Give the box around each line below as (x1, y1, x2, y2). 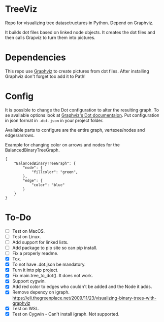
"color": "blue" (31, 182, 65, 187)
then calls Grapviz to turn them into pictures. (5, 35, 96, 40)
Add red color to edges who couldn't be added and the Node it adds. (12, 284, 152, 289)
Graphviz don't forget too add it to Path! (5, 73, 86, 79)
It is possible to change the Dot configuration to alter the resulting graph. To (5, 107, 159, 113)
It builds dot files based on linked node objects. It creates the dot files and (5, 29, 156, 35)
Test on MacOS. (12, 228, 45, 234)
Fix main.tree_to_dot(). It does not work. (12, 273, 94, 279)
